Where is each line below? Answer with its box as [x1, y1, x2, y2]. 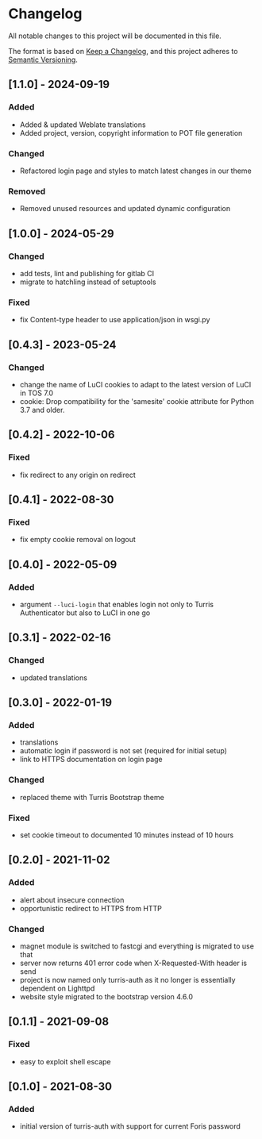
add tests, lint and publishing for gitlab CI [19, 268, 155, 278]
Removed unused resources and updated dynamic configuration [19, 204, 231, 214]
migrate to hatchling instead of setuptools [19, 277, 156, 287]
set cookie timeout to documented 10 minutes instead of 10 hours [19, 830, 234, 840]
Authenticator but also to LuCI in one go [19, 608, 151, 618]
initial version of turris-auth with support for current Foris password [19, 1122, 241, 1131]
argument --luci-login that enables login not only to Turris [19, 599, 214, 609]
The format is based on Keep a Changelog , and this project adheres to [8, 46, 238, 56]
